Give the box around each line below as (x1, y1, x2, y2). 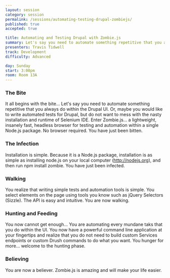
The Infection (5, 140, 39, 147)
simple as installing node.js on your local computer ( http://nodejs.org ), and (5, 157, 161, 163)
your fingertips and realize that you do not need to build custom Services (5, 232, 158, 238)
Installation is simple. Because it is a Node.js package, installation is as (5, 152, 153, 158)
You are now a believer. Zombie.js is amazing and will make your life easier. (5, 267, 162, 273)
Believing (5, 256, 29, 263)
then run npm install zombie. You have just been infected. (5, 162, 125, 168)
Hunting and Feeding (5, 210, 58, 217)
